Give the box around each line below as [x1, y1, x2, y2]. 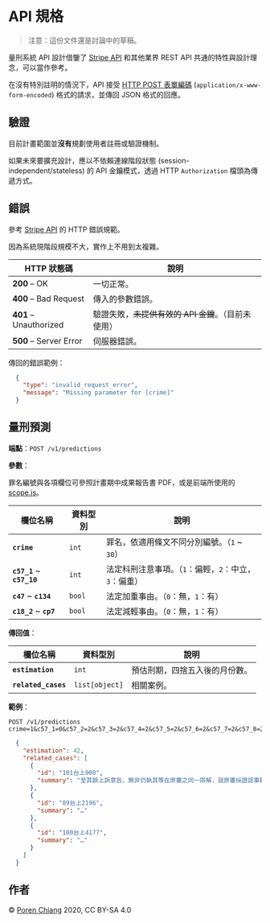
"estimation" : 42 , [22, 746, 84, 755]
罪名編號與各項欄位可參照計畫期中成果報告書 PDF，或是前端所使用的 [8, 477, 235, 487]
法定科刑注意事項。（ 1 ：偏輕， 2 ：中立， [105, 563, 256, 575]
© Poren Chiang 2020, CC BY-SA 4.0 [8, 904, 132, 914]
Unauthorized [12, 319, 64, 330]
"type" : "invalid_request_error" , [22, 381, 138, 389]
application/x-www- [196, 81, 262, 89]
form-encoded [8, 91, 52, 99]
